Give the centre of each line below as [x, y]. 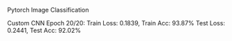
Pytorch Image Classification [48, 10]
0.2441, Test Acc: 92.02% [44, 30]
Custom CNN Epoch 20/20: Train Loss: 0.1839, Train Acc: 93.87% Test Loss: [116, 23]
